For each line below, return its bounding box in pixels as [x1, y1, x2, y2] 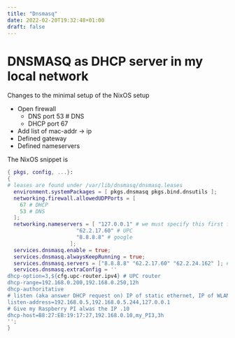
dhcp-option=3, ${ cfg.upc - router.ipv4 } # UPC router [7, 273, 161, 280]
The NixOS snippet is [7, 155, 69, 164]
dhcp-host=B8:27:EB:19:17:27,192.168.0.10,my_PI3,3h [7, 311, 164, 318]
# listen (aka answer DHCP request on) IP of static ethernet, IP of [7, 292, 215, 299]
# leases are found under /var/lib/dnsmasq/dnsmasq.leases [7, 182, 183, 189]
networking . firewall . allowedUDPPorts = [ [13, 195, 136, 202]
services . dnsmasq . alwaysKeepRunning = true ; [13, 253, 145, 260]
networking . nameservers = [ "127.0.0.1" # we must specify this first [13, 221, 224, 228]
